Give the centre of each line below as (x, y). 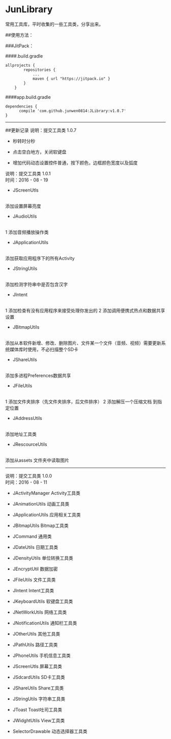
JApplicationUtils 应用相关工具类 (47, 514)
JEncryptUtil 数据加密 (35, 569)
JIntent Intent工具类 (33, 590)
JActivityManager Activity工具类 (46, 493)
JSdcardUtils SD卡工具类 (39, 677)
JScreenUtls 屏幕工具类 (37, 666)
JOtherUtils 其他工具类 (36, 634)
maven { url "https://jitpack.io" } (71, 78)
